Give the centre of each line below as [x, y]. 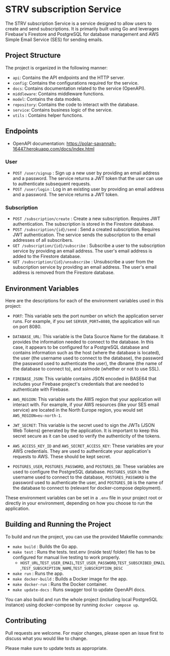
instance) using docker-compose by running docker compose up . [72, 605]
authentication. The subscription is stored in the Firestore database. [83, 224]
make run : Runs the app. [38, 573]
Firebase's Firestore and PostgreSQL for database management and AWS [82, 34]
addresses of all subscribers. [43, 240]
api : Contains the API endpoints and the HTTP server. [69, 78]
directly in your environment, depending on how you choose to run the [79, 503]
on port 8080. [27, 326]
